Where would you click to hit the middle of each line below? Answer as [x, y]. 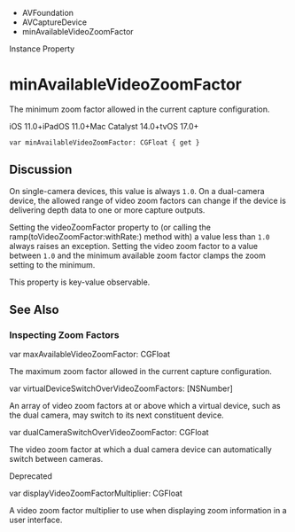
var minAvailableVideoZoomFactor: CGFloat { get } [105, 142]
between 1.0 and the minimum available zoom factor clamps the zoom [137, 255]
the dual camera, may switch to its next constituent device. [116, 415]
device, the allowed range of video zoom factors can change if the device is [147, 200]
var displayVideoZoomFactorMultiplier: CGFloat [96, 493]
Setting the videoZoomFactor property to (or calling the [110, 227]
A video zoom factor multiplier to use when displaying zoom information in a [148, 511]
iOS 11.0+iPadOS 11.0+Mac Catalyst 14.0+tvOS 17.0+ [104, 126]
